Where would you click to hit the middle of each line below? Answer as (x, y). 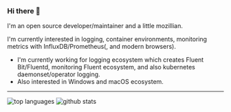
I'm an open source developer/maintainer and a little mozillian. (95, 26)
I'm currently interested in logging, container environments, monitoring (107, 39)
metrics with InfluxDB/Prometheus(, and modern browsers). (92, 47)
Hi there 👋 (24, 11)
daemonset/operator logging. (59, 74)
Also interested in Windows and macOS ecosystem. (90, 82)
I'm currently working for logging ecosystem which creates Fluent (110, 60)
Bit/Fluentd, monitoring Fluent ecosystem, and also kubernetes (106, 67)
